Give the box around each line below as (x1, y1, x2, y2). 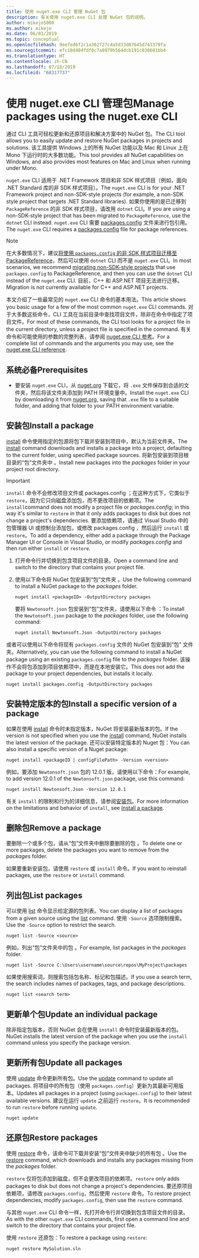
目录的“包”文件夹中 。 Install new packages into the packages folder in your (6, 459, 190, 466)
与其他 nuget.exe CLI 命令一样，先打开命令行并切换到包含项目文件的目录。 (6, 1209, 189, 1216)
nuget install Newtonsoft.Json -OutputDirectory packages (14, 629, 162, 636)
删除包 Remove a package (6, 823, 102, 833)
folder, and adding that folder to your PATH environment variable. (14, 402, 174, 409)
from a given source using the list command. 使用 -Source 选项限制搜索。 (6, 915, 185, 922)
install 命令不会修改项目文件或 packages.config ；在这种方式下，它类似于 (6, 489, 190, 496)
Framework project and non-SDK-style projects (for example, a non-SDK (6, 191, 184, 198)
